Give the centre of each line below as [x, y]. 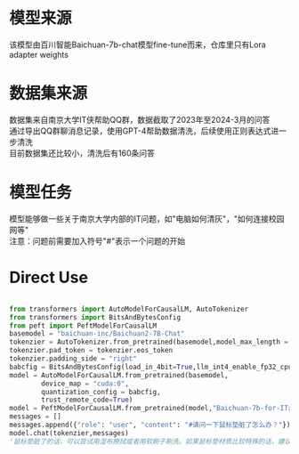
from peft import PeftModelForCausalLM [83, 326]
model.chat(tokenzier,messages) [69, 433]
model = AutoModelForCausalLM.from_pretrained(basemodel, [119, 375]
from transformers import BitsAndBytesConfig [95, 317]
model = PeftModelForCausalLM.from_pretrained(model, [111, 409]
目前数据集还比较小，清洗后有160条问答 [82, 153]
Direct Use [49, 278]
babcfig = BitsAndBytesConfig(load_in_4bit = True [101, 367]
